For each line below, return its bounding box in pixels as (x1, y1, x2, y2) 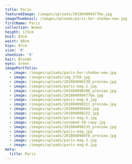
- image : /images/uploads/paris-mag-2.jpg (9, 83, 97, 89)
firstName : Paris (5, 20, 40, 26)
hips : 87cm (5, 43, 27, 48)
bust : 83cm (5, 34, 27, 39)
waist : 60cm (5, 39, 29, 44)
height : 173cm (5, 30, 34, 34)
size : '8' (5, 48, 25, 52)
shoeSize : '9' (5, 52, 34, 57)
